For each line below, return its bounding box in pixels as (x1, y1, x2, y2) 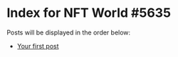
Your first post (16, 42, 59, 50)
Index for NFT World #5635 (6, 5, 172, 21)
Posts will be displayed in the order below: (6, 28, 131, 37)
